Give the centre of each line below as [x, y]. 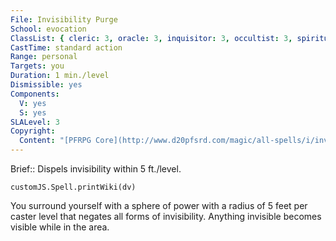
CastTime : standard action [66, 47]
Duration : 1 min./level [60, 76]
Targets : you [37, 66]
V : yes [33, 103]
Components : [35, 94]
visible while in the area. [60, 227]
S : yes [33, 112]
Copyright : [33, 131]
